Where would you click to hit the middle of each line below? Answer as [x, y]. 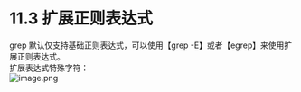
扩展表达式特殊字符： [49, 68]
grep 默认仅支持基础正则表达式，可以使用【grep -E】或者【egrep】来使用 [147, 45]
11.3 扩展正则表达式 [81, 18]
